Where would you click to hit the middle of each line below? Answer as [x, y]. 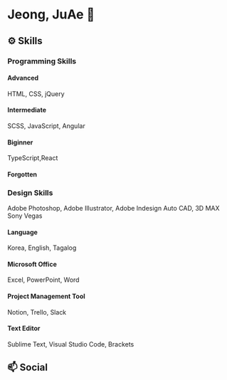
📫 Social [28, 368]
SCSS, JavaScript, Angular [46, 126]
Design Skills [30, 193]
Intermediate [27, 110]
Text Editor [24, 328]
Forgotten [22, 174]
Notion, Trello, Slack [37, 312]
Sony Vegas [25, 216]
